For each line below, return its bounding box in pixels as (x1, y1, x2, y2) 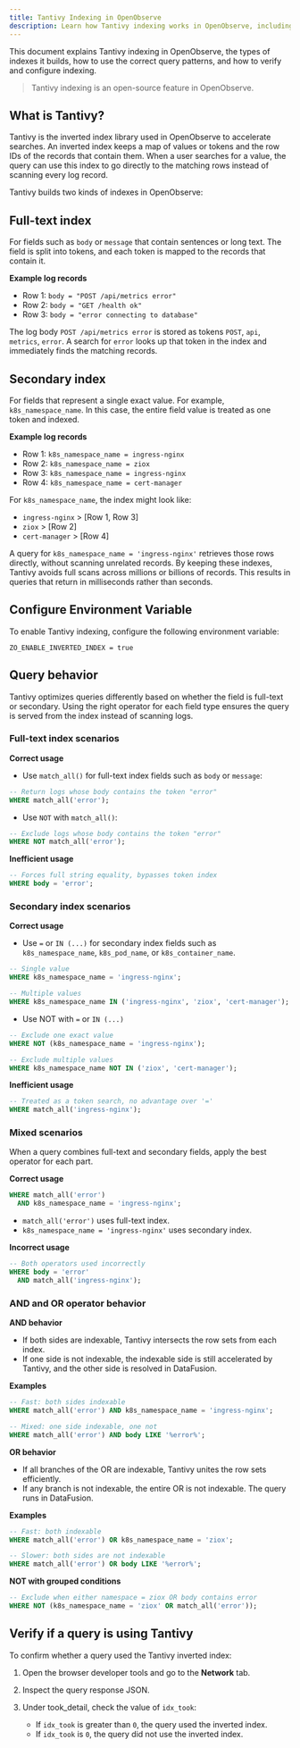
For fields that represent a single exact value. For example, (9, 395, 225, 406)
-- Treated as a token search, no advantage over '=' (9, 1097, 214, 1106)
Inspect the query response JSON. (21, 1685, 150, 1695)
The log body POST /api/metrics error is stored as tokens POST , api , (9, 327, 261, 338)
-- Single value (9, 965, 70, 974)
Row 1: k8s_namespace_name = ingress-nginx (21, 448, 185, 459)
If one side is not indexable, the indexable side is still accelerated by (21, 1354, 273, 1365)
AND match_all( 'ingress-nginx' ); (17, 1275, 142, 1284)
